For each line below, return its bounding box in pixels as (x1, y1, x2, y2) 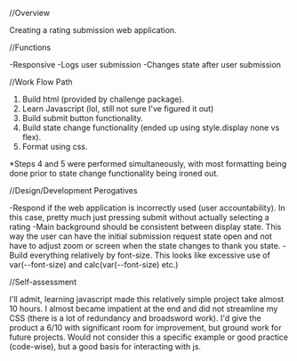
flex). (21, 132, 42, 142)
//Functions (9, 42, 52, 53)
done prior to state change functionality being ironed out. (9, 168, 220, 178)
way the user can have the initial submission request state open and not (9, 231, 273, 242)
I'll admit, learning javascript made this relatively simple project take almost (9, 294, 285, 304)
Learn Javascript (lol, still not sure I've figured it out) (21, 103, 214, 114)
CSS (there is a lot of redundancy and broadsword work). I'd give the (9, 313, 261, 324)
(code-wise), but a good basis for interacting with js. (9, 341, 202, 351)
